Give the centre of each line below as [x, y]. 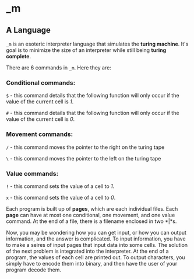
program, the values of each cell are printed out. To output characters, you [96, 257]
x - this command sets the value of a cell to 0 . [61, 197]
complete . [18, 56]
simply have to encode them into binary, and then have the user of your [92, 263]
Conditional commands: [41, 82]
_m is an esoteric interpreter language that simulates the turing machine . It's [97, 44]
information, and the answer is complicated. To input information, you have [96, 239]
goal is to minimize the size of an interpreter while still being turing [86, 50]
